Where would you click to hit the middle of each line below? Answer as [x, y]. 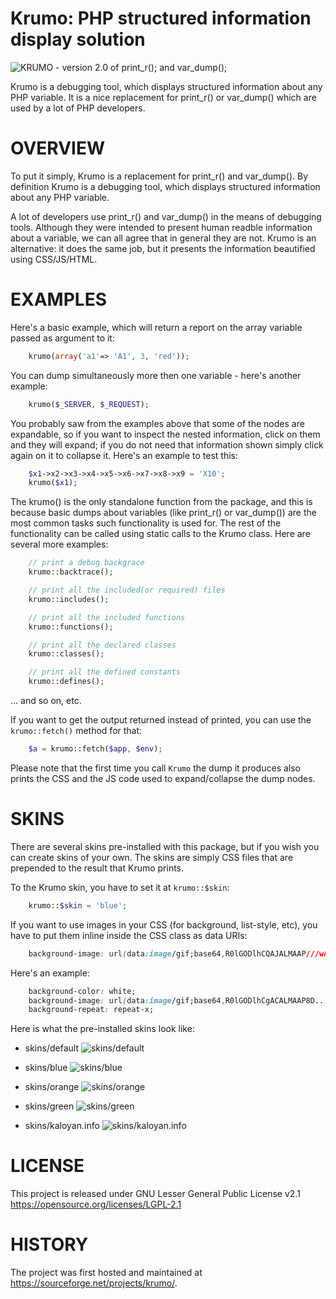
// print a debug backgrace [86, 563]
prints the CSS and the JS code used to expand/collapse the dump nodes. [163, 778]
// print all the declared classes [102, 645]
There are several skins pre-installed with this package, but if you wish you [165, 846]
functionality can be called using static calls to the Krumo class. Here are [160, 534]
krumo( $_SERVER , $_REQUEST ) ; [89, 404]
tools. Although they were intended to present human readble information [161, 227]
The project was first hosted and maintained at [106, 1273]
